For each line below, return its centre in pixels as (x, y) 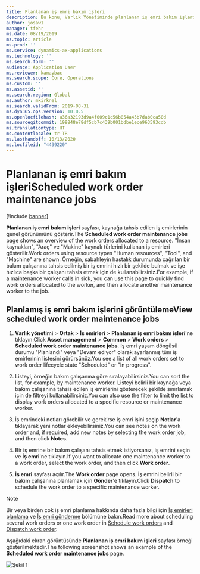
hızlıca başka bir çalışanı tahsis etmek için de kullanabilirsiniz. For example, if (100, 272)
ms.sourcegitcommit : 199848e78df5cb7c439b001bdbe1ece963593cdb (86, 123)
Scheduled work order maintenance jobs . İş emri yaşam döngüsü (96, 346)
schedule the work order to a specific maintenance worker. (87, 487)
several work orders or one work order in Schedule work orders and (89, 523)
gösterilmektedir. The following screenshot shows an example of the (89, 547)
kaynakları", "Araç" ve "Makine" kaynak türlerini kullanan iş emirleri (88, 246)
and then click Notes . (41, 439)
